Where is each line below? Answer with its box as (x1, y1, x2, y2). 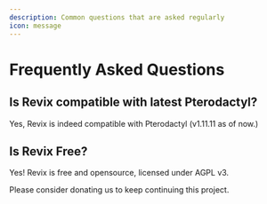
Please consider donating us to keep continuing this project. (9, 184, 230, 195)
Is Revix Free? (9, 144, 88, 159)
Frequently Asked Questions (9, 59, 225, 80)
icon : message (9, 21, 62, 30)
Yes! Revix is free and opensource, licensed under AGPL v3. (9, 168, 230, 178)
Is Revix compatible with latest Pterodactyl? (9, 95, 258, 110)
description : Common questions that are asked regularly (9, 12, 225, 22)
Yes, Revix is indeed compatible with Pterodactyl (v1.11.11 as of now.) (9, 118, 259, 129)
